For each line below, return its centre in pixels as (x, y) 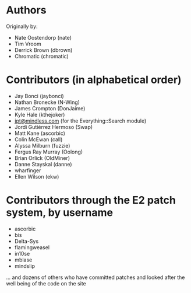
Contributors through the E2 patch (91, 200)
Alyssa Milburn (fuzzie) (42, 145)
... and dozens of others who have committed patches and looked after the (95, 277)
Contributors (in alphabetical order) (94, 80)
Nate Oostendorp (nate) (43, 37)
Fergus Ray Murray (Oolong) (49, 152)
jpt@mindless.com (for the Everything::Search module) (80, 121)
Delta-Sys (26, 241)
